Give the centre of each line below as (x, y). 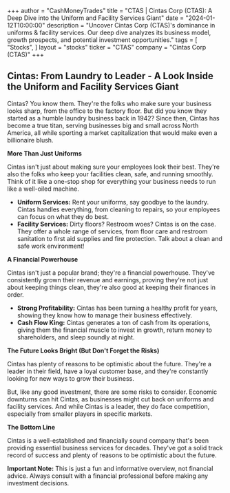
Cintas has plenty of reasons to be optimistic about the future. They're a (109, 364)
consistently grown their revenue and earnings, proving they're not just (108, 280)
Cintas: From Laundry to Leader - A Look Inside (110, 76)
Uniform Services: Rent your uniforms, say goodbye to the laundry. (113, 202)
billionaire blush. (30, 140)
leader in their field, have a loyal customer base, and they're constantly (108, 371)
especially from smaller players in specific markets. (80, 414)
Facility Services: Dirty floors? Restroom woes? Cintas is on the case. (116, 224)
